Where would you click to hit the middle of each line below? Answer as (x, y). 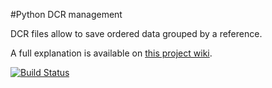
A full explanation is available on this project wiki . (111, 53)
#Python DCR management (66, 14)
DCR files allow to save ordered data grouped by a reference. (136, 33)
